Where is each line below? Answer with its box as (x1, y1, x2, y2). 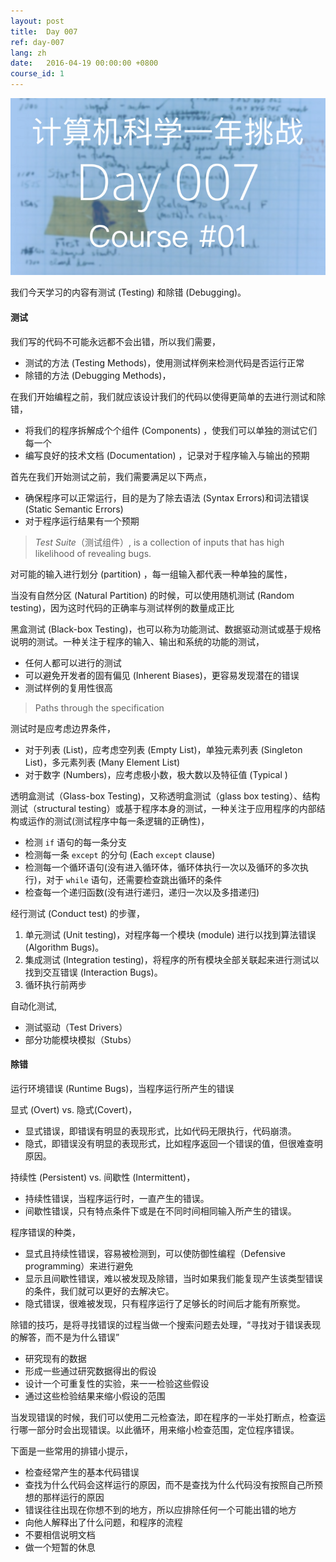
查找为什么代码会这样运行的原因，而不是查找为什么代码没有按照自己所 (24, 1478, 315, 1490)
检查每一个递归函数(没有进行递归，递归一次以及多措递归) (24, 886, 260, 898)
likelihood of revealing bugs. (34, 547, 152, 559)
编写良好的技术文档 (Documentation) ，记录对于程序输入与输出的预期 (24, 449, 310, 461)
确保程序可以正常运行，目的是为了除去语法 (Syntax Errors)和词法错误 (24, 491, 310, 504)
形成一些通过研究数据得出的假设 (24, 1365, 157, 1377)
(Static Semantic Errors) (24, 503, 124, 515)
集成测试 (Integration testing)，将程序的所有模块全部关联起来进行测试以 (24, 953, 320, 965)
